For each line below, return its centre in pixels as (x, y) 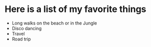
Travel (18, 33)
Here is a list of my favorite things (75, 9)
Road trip (21, 39)
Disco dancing (27, 28)
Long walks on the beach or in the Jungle (54, 23)
